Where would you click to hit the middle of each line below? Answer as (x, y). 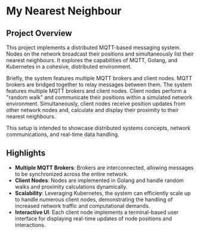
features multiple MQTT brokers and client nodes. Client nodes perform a (96, 91)
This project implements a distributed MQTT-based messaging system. (93, 47)
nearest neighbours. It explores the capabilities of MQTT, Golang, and (92, 60)
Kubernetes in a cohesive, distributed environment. (69, 66)
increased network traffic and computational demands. (82, 205)
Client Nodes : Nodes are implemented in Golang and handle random (99, 180)
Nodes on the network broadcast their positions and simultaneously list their (100, 54)
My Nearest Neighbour (64, 11)
